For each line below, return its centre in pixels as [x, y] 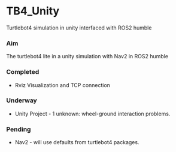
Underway [22, 100]
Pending [19, 129]
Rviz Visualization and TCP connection [63, 85]
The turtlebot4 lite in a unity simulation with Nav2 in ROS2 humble [87, 56]
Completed [23, 72]
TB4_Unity [33, 11]
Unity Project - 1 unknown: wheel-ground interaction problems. [92, 114]
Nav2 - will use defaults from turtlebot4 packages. [77, 142]
